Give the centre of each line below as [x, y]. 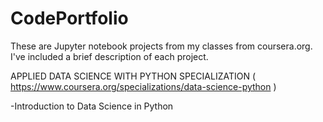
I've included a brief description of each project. [109, 56]
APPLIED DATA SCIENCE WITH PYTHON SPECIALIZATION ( [133, 76]
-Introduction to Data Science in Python [92, 106]
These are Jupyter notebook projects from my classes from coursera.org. [161, 46]
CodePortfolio [69, 18]
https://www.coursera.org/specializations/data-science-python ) [143, 86]
